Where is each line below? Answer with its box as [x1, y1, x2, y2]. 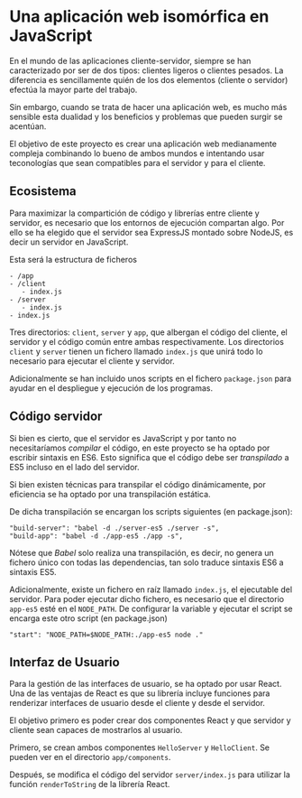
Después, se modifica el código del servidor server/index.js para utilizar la [9, 769, 291, 780]
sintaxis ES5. [9, 566, 57, 577]
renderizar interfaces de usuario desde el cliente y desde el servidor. [9, 698, 266, 709]
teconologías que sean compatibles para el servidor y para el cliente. [9, 157, 266, 168]
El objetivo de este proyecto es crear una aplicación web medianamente [9, 138, 278, 149]
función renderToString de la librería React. [9, 779, 170, 790]
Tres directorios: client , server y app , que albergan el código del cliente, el [9, 327, 288, 338]
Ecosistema [9, 183, 77, 199]
